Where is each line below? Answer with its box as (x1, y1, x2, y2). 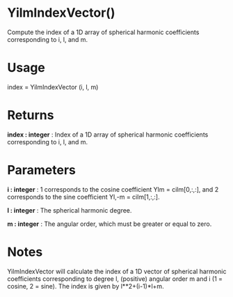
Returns (7, 107, 54, 123)
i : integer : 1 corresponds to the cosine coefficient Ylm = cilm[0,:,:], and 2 (7, 185, 219, 193)
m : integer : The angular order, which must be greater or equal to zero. (7, 220, 212, 228)
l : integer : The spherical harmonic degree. (7, 206, 132, 214)
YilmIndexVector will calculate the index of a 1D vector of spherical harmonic (7, 267, 227, 275)
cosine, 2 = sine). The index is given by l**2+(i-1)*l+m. (7, 282, 165, 290)
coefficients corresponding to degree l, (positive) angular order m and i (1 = (7, 274, 223, 283)
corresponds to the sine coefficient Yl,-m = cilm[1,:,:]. (7, 192, 160, 201)
